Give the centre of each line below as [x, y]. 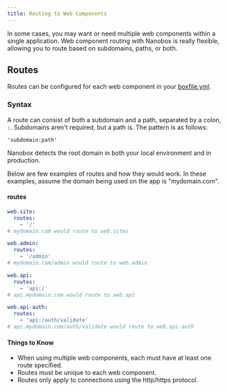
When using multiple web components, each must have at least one [114, 358]
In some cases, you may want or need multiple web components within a [112, 33]
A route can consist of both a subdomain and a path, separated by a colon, [114, 119]
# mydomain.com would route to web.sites [68, 231]
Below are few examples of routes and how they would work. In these [107, 174]
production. [24, 160]
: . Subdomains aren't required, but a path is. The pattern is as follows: [108, 127]
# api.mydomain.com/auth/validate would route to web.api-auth [101, 327]
